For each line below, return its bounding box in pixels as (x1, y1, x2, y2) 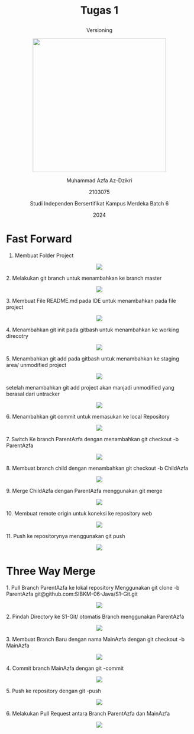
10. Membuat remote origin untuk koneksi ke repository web (6, 510, 153, 517)
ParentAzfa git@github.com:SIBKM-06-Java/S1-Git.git (6, 590, 138, 597)
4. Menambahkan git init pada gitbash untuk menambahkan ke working (6, 326, 179, 333)
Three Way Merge (6, 565, 96, 578)
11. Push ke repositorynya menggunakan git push (6, 533, 125, 540)
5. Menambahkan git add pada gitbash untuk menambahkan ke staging (6, 355, 179, 362)
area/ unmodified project (6, 362, 67, 369)
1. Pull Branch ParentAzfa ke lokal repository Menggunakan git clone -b (6, 584, 180, 591)
